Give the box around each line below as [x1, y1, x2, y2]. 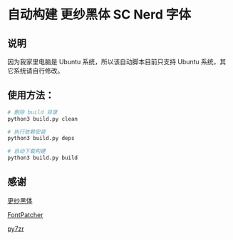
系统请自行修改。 [13, 66, 64, 75]
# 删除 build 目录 [7, 109, 58, 116]
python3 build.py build [7, 154, 78, 161]
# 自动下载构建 [7, 148, 46, 155]
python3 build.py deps [7, 135, 75, 142]
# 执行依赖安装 [7, 128, 46, 136]
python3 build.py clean [7, 115, 78, 122]
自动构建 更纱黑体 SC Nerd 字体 [7, 6, 191, 23]
